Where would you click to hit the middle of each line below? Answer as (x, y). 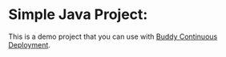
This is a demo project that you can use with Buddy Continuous (113, 36)
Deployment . (29, 44)
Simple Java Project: (78, 15)
